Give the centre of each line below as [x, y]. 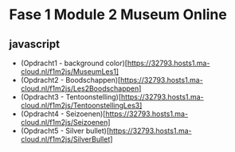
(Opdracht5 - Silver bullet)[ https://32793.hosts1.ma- [106, 131]
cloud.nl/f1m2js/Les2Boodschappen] [81, 88]
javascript [35, 44]
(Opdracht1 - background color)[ [74, 63]
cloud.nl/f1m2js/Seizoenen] [65, 122]
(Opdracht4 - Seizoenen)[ [63, 114]
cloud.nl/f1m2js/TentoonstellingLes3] [81, 105]
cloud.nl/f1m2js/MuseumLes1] [69, 72]
